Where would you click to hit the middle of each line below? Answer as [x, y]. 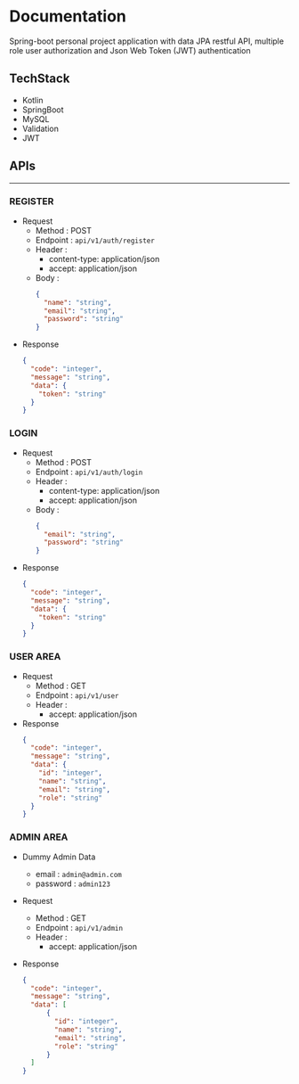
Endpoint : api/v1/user [77, 695]
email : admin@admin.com [78, 874]
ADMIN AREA [39, 837]
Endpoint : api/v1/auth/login [89, 472]
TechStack [40, 79]
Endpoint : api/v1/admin [79, 927]
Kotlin [32, 100]
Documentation [68, 16]
